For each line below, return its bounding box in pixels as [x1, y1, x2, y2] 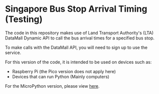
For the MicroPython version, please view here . [5, 83, 100, 89]
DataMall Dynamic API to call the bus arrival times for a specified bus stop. [5, 35, 155, 41]
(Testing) [5, 14, 43, 25]
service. [5, 50, 21, 56]
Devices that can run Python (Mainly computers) [12, 74, 109, 79]
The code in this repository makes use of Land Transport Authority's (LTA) [5, 30, 154, 36]
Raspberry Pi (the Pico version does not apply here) [12, 68, 116, 74]
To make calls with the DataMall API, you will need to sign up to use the [5, 44, 148, 50]
